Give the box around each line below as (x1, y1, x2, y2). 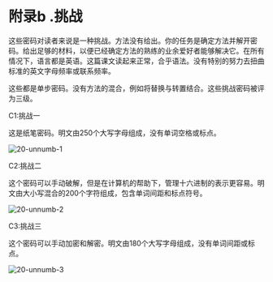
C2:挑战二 (8, 160, 42, 170)
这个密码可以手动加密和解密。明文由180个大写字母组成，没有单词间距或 (8, 238, 249, 248)
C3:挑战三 (8, 220, 42, 231)
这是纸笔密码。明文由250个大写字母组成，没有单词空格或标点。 (8, 127, 221, 138)
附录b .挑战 (8, 7, 83, 26)
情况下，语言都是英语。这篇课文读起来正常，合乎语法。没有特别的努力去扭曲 (8, 56, 265, 66)
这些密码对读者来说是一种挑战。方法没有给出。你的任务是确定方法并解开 (8, 36, 250, 45)
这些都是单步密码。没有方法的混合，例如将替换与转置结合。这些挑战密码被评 (8, 83, 265, 93)
